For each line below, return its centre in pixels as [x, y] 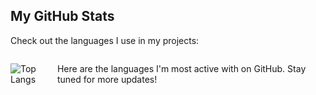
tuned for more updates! [107, 79]
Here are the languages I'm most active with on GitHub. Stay [181, 68]
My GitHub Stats [62, 16]
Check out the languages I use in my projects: [105, 40]
